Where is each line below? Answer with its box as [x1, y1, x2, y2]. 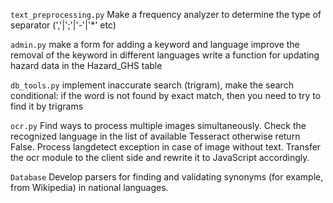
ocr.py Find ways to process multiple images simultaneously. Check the [10, 120, 307, 131]
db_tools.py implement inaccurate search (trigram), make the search [10, 79, 294, 91]
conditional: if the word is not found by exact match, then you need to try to [10, 90, 322, 101]
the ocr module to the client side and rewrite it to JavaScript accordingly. [10, 152, 310, 163]
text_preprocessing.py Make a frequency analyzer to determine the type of [10, 9, 322, 20]
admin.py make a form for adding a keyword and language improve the [10, 39, 300, 50]
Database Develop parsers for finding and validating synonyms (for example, [10, 171, 324, 183]
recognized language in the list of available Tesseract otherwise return [10, 130, 301, 142]
